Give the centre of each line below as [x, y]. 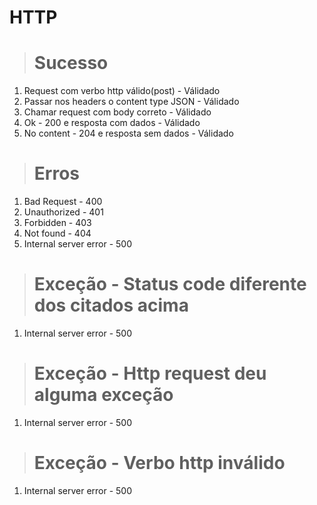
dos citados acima [111, 305]
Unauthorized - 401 [63, 212]
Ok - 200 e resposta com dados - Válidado [112, 123]
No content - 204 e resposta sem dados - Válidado [128, 133]
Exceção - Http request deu [150, 373]
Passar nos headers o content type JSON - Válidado [131, 102]
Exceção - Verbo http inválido [159, 463]
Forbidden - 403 [57, 223]
